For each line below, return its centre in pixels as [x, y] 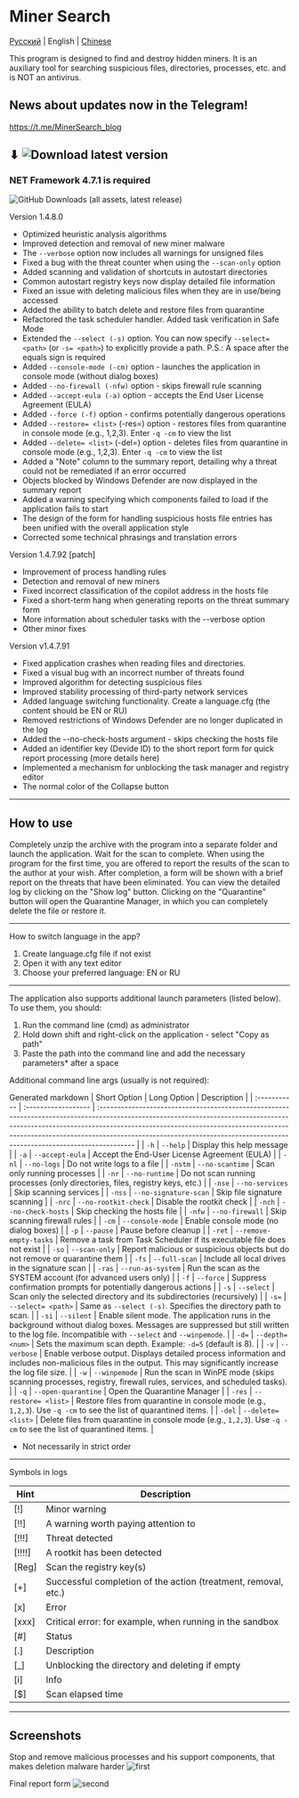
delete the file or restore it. [58, 911]
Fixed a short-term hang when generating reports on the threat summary [155, 600]
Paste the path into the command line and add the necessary [134, 1053]
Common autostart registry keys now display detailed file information [149, 282]
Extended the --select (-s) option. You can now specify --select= [145, 338]
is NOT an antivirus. [45, 77]
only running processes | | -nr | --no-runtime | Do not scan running [132, 1174]
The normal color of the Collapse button [95, 787]
